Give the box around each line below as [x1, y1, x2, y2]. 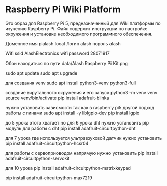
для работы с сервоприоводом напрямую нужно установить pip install [5, 150, 158, 156]
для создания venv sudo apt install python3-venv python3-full [5, 80, 136, 86]
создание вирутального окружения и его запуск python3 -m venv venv [5, 89, 158, 95]
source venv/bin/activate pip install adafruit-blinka [5, 95, 109, 101]
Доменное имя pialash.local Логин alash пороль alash [5, 40, 121, 46]
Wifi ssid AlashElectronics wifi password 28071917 [5, 50, 110, 56]
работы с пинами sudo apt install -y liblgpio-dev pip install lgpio [5, 110, 140, 116]
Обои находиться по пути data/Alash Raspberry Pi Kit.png [5, 60, 128, 66]
